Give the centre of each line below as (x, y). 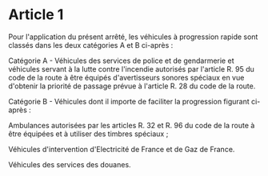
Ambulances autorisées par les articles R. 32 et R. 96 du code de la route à (132, 125)
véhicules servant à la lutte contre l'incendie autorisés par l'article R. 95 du (131, 68)
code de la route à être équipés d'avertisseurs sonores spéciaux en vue (126, 77)
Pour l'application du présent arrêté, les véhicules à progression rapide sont (133, 37)
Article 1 (36, 15)
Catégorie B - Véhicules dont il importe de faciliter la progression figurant (129, 101)
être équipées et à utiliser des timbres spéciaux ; (88, 134)
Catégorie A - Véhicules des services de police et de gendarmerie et (121, 61)
